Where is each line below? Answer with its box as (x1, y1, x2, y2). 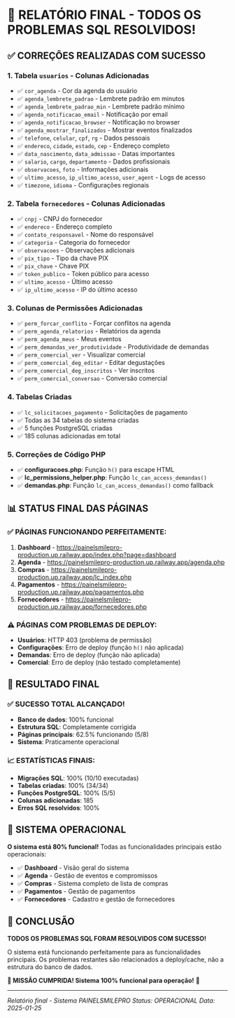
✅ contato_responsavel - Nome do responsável (17, 231, 154, 239)
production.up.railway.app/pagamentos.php (17, 587, 144, 596)
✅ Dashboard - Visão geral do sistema (17, 863, 129, 872)
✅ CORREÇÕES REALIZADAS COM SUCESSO (7, 50, 206, 62)
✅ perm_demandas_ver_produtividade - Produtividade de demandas (17, 343, 210, 351)
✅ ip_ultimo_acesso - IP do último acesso (17, 285, 138, 294)
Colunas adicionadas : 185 (17, 796, 94, 805)
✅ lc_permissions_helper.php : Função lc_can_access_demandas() (17, 473, 208, 482)
